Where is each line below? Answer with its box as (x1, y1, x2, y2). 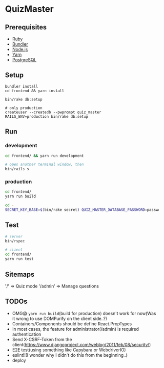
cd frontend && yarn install (5, 88, 64, 93)
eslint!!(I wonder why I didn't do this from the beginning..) (12, 352, 128, 358)
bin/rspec (5, 238, 25, 243)
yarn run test (5, 257, 34, 262)
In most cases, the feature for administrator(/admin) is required (12, 326, 139, 332)
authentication (12, 331, 41, 337)
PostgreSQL (12, 57, 37, 62)
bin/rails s (5, 167, 29, 172)
